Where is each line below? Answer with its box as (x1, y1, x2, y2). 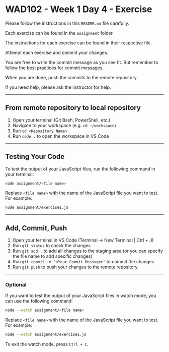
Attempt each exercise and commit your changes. (5, 49, 109, 55)
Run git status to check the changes (12, 243, 91, 249)
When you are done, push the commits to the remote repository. (5, 74, 138, 80)
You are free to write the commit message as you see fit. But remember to (5, 59, 158, 65)
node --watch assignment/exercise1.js (5, 332, 87, 337)
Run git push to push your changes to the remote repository (12, 264, 138, 270)
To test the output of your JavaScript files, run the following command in (5, 165, 155, 172)
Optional (5, 281, 27, 288)
